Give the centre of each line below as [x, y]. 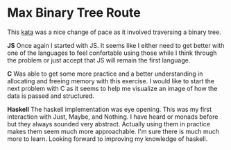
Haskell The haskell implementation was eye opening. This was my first [110, 109]
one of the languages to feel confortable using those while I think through [112, 53]
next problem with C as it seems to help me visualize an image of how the [112, 88]
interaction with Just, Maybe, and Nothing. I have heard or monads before [113, 117]
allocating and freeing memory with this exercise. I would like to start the [111, 81]
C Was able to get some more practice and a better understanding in [105, 74]
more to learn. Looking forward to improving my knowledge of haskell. [108, 139]
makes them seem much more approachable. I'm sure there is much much [113, 131]
